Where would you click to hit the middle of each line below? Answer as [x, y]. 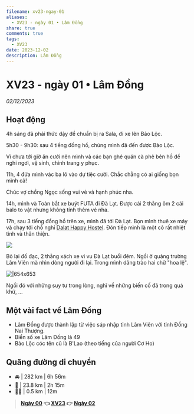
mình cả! [17, 181]
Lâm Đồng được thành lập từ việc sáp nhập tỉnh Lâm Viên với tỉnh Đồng [101, 325]
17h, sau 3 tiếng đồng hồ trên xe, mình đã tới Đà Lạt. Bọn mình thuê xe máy [97, 221]
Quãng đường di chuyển [51, 362]
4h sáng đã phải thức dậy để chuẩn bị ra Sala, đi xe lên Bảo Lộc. [84, 134]
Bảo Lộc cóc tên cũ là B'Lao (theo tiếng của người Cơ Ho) [84, 344]
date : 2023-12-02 [27, 50]
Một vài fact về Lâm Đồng [54, 310]
